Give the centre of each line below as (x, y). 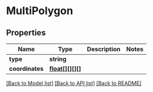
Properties (26, 33)
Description (104, 49)
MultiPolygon (40, 11)
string (58, 59)
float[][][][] (65, 69)
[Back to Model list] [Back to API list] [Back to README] (74, 83)
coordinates (27, 69)
